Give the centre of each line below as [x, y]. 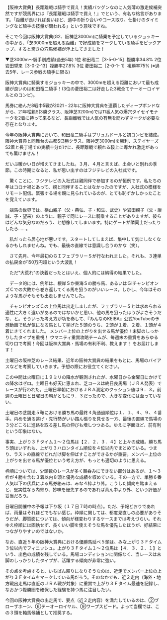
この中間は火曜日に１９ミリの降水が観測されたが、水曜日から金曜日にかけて [83, 377]
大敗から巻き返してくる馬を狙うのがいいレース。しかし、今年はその [92, 289]
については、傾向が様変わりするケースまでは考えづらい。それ [98, 519]
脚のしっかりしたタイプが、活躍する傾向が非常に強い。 [62, 560]
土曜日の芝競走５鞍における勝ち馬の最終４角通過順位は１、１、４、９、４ [81, 412]
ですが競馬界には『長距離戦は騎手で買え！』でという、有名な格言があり [83, 13]
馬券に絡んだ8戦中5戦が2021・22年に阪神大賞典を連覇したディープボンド [80, 105]
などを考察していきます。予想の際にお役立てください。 [66, 366]
